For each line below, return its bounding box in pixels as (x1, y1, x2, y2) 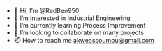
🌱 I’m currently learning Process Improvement (13, 21, 146, 29)
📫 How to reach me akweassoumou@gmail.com (13, 37, 155, 44)
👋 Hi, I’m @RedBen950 (13, 7, 80, 14)
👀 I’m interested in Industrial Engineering (13, 14, 131, 22)
